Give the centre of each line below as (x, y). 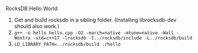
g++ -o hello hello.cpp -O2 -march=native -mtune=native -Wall (94, 33)
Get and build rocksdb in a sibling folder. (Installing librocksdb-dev (95, 20)
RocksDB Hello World (32, 9)
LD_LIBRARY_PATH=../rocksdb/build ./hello (67, 44)
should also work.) (37, 26)
